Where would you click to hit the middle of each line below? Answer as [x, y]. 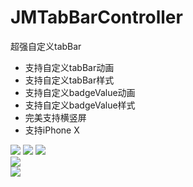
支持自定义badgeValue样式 [80, 105]
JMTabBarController [96, 17]
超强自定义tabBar [46, 46]
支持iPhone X [52, 130]
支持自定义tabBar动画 [69, 67]
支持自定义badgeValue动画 [80, 92]
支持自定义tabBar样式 [69, 80]
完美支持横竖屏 [55, 117]
